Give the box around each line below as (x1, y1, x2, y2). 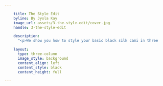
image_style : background (17, 56, 69, 61)
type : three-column (17, 52, 57, 56)
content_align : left (17, 60, 60, 66)
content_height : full (17, 69, 62, 74)
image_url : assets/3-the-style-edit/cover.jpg (13, 20, 110, 25)
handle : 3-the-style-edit (13, 25, 67, 30)
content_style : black (17, 65, 62, 70)
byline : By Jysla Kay (13, 16, 57, 21)
